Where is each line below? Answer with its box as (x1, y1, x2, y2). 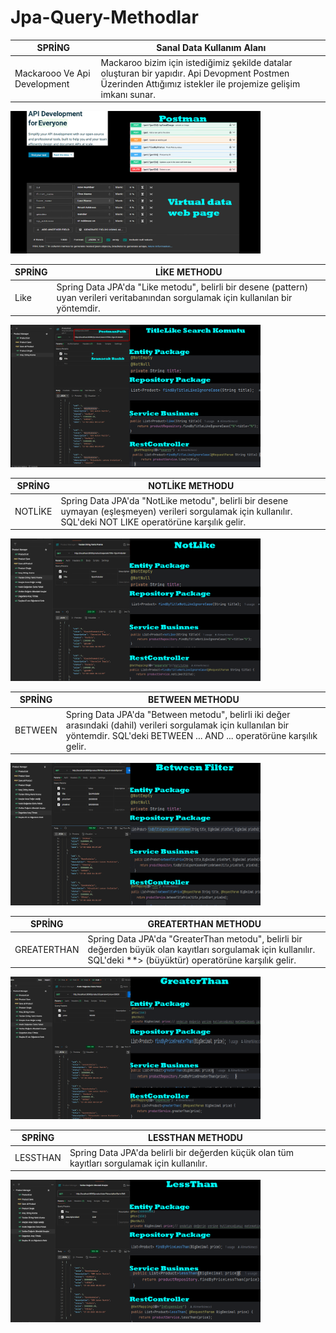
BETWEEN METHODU (148, 694, 240, 706)
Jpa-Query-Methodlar (10, 6, 199, 29)
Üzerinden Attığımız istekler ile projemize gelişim (100, 77, 301, 90)
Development (14, 77, 70, 90)
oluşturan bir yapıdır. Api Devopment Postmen (100, 67, 290, 79)
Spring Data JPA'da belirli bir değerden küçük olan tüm (69, 1146, 295, 1158)
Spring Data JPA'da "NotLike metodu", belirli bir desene (60, 494, 289, 506)
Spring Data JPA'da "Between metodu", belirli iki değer (65, 708, 291, 720)
